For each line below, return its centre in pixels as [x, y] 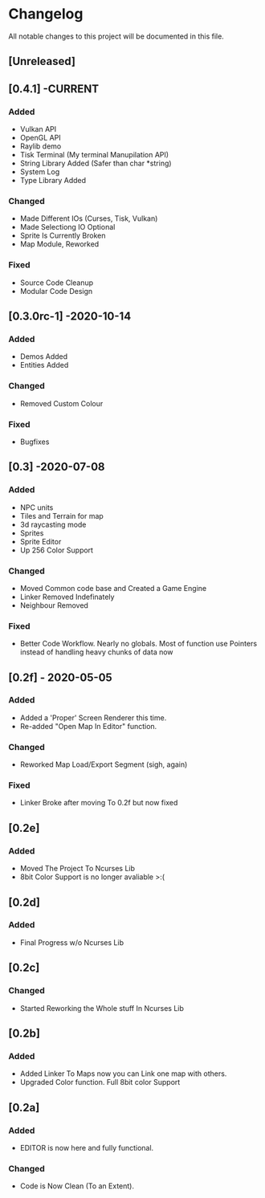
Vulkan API [38, 129]
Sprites [32, 533]
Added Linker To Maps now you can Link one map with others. [123, 1074]
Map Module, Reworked [59, 244]
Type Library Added [53, 181]
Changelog [46, 14]
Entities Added [44, 365]
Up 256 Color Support [57, 550]
